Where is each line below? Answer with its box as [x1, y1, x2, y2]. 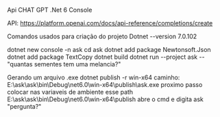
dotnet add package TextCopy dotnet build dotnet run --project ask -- [7, 53, 205, 61]
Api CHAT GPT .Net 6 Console [7, 6, 93, 14]
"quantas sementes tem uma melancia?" [7, 60, 121, 68]
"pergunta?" [7, 103, 42, 110]
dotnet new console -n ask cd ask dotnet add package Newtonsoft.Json [7, 46, 211, 53]
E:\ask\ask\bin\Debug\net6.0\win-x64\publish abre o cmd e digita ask [7, 95, 204, 103]
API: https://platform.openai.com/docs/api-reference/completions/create [7, 19, 213, 27]
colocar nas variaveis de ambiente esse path [7, 88, 134, 96]
